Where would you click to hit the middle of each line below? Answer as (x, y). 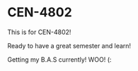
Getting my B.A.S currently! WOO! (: (59, 59)
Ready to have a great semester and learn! (69, 45)
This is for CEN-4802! (39, 32)
